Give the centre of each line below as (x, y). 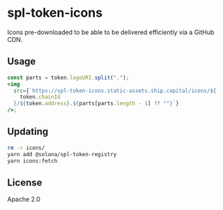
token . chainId (40, 97)
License (25, 182)
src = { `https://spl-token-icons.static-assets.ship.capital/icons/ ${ (115, 91)
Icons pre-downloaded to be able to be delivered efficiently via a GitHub (111, 32)
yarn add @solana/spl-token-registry (62, 154)
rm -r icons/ (26, 148)
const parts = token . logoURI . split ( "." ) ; (68, 77)
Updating (28, 132)
